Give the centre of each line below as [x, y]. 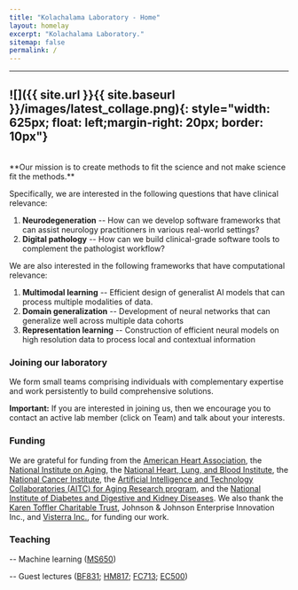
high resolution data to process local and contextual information [138, 339]
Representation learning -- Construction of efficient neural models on [150, 330]
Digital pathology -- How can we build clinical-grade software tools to [151, 239]
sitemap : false [37, 42]
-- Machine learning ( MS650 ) [63, 559]
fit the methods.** [42, 176]
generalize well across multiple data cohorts [103, 320]
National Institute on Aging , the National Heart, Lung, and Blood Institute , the [149, 469]
